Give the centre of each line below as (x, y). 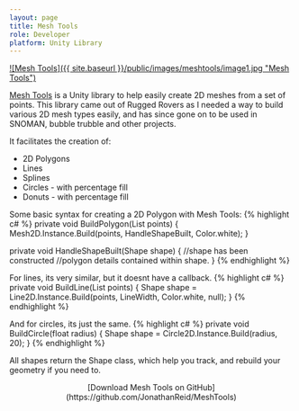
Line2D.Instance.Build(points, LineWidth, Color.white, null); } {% (127, 297)
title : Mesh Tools (44, 26)
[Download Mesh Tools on (136, 388)
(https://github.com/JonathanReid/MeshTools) (151, 398)
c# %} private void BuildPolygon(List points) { (94, 224)
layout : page (34, 18)
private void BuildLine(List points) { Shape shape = (103, 288)
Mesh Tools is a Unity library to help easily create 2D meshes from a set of (148, 95)
